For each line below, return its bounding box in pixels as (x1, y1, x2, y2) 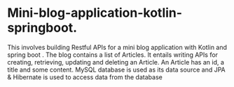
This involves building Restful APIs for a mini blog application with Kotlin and (7, 43, 228, 51)
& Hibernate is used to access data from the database (7, 72, 163, 81)
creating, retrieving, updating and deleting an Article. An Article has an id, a (7, 58, 224, 66)
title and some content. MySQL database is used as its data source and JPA (7, 65, 226, 74)
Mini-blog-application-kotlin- (7, 5, 183, 21)
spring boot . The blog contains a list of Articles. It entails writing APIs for (7, 51, 219, 59)
